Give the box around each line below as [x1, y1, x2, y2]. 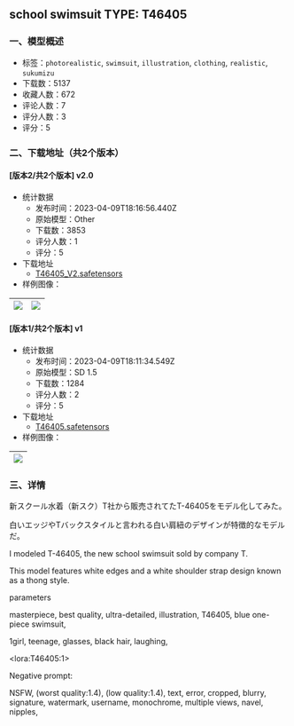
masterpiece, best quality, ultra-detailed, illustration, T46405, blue [9, 610, 251, 620]
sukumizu [21, 68, 55, 78]
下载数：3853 [35, 225, 86, 235]
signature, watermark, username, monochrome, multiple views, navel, [9, 697, 264, 708]
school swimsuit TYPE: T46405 [9, 7, 188, 22]
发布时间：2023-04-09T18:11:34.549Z [35, 356, 175, 367]
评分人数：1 [35, 235, 78, 247]
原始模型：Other [35, 213, 96, 225]
